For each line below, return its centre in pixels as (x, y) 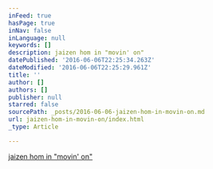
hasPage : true (32, 23)
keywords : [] (30, 45)
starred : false (34, 104)
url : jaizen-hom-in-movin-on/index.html (77, 120)
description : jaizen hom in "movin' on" (77, 53)
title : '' (25, 75)
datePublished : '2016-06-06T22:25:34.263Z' (82, 61)
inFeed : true (30, 16)
